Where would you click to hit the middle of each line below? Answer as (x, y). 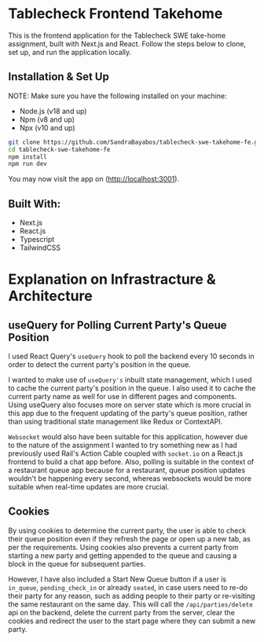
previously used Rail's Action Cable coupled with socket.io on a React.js (126, 453)
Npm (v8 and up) (47, 119)
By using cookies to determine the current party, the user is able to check (127, 530)
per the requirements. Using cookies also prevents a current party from (123, 547)
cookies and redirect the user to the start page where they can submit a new (132, 621)
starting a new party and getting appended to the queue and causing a (123, 556)
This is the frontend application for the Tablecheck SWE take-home (117, 35)
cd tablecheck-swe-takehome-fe (59, 149)
